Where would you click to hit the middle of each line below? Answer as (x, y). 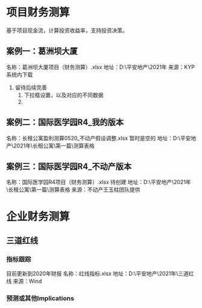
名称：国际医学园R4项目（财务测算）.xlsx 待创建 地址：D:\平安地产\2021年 (99, 182)
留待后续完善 (31, 87)
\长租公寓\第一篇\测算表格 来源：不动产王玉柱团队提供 (73, 190)
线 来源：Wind (24, 281)
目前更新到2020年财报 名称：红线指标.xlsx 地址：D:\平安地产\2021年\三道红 (100, 274)
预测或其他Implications (40, 298)
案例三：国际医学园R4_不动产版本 (69, 166)
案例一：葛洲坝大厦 (42, 51)
